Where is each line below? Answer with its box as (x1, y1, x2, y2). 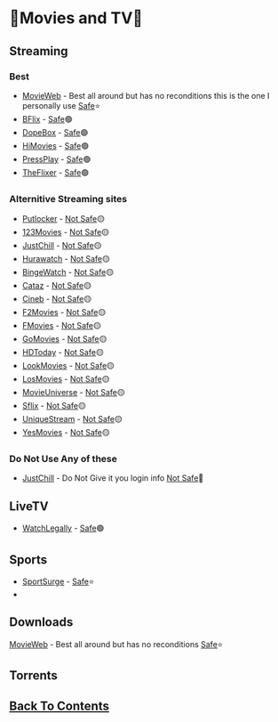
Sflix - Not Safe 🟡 (21, 401, 86, 411)
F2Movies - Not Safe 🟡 (21, 307, 107, 318)
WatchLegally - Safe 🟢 (21, 523, 105, 533)
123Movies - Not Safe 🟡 (21, 227, 109, 238)
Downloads (9, 614, 74, 630)
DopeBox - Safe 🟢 (21, 126, 89, 137)
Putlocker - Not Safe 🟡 (21, 214, 105, 224)
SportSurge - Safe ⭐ (21, 576, 95, 587)
